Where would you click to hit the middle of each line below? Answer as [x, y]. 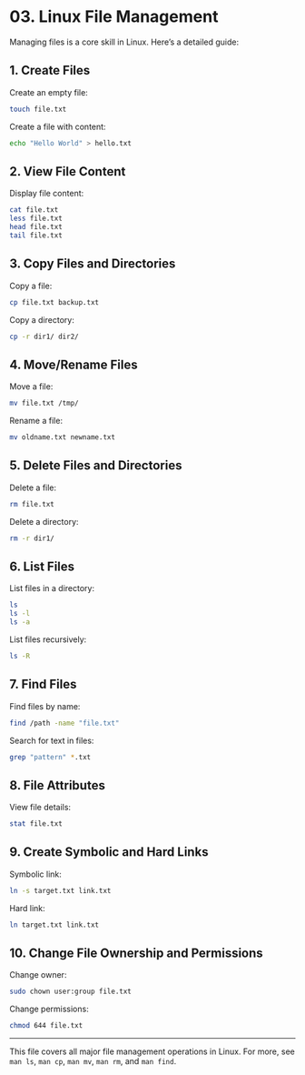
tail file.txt [36, 235]
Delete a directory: [44, 521]
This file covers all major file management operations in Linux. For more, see [152, 1051]
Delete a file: [33, 487]
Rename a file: [36, 421]
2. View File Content [68, 171]
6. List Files [42, 566]
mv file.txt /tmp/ [44, 403]
